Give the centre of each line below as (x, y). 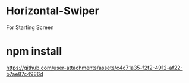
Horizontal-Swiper (53, 11)
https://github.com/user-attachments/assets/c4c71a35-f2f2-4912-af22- (94, 68)
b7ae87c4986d (25, 74)
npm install (34, 51)
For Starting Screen (30, 27)
